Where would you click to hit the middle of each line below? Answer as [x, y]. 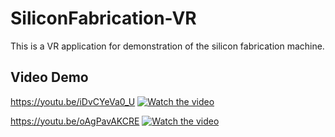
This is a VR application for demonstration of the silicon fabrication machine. [167, 46]
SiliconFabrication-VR [103, 18]
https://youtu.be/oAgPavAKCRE [75, 121]
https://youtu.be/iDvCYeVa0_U [73, 101]
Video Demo [49, 77]
